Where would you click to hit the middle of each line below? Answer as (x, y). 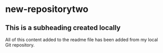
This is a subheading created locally (63, 28)
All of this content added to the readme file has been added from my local (82, 39)
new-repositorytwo (47, 9)
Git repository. (20, 45)
